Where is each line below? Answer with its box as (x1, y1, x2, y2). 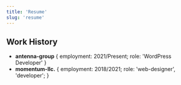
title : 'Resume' (6, 8, 47, 15)
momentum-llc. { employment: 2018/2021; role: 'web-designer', (15, 66, 176, 73)
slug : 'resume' (6, 14, 45, 20)
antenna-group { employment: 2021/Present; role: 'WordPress (15, 52, 172, 60)
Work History (6, 37, 58, 47)
